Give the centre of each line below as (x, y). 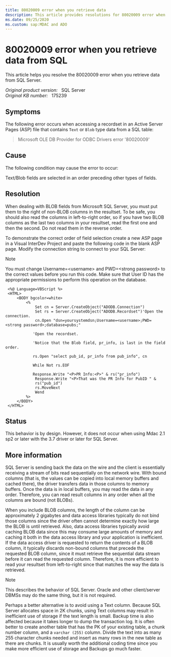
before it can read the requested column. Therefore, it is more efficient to (82, 559)
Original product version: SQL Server (45, 90)
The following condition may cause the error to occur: (62, 168)
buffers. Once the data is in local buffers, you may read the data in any (79, 489)
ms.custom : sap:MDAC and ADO (36, 24)
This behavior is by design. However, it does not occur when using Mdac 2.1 (85, 434)
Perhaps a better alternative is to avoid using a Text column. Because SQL (83, 605)
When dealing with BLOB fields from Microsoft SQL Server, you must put (81, 206)
